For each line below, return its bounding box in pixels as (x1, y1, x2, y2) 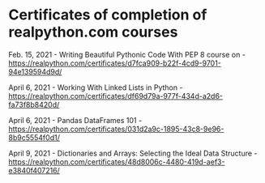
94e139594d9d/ (8, 66, 62, 76)
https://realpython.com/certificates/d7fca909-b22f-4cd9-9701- (8, 58, 221, 68)
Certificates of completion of (8, 6, 207, 24)
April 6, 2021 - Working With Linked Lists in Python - (8, 83, 183, 92)
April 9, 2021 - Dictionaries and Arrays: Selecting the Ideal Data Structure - (8, 148, 258, 158)
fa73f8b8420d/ (8, 100, 60, 109)
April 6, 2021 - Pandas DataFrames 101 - (8, 115, 143, 125)
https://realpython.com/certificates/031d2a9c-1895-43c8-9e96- (8, 124, 224, 134)
